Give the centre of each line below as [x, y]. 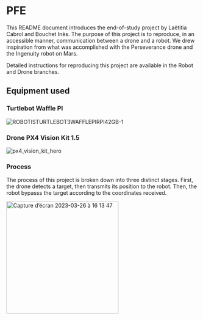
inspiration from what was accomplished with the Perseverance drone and [100, 47]
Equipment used [38, 91]
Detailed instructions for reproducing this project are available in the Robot [100, 65]
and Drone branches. [33, 71]
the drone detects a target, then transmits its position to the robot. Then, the [102, 186]
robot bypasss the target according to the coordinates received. [87, 193]
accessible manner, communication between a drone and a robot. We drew [101, 40]
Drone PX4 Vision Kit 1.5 [43, 137]
